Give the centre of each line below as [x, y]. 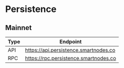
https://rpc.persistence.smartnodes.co [71, 58]
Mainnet [18, 28]
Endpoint [71, 42]
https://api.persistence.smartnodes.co [70, 50]
